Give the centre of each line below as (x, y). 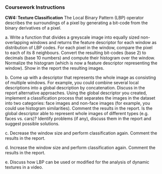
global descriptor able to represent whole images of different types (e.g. (77, 114)
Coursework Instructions (35, 7)
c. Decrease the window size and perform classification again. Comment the (81, 133)
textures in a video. (24, 167)
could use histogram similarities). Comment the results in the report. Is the (79, 108)
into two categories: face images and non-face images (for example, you (78, 103)
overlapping (17, 43)
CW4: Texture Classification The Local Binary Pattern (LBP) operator (74, 18)
